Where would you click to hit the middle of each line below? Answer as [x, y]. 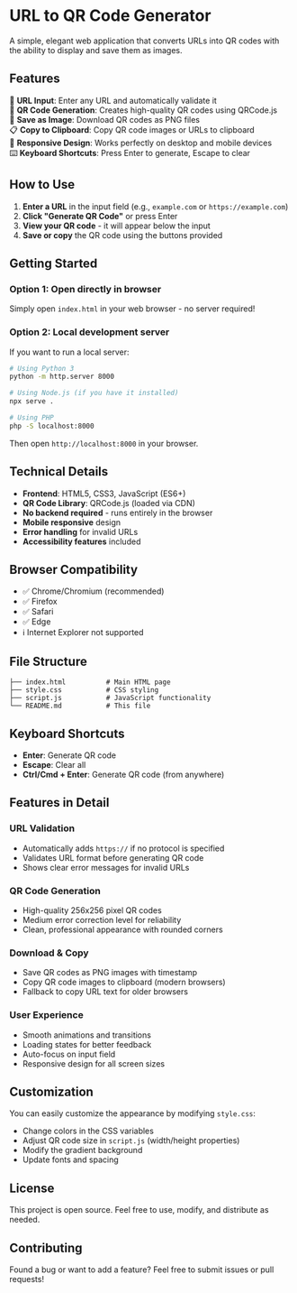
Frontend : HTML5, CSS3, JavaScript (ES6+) [104, 494]
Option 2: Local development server [90, 332]
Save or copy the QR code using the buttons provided [122, 235]
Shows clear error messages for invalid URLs [106, 867]
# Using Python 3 [42, 368]
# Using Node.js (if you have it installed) [94, 393]
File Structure [48, 661]
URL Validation [42, 828]
